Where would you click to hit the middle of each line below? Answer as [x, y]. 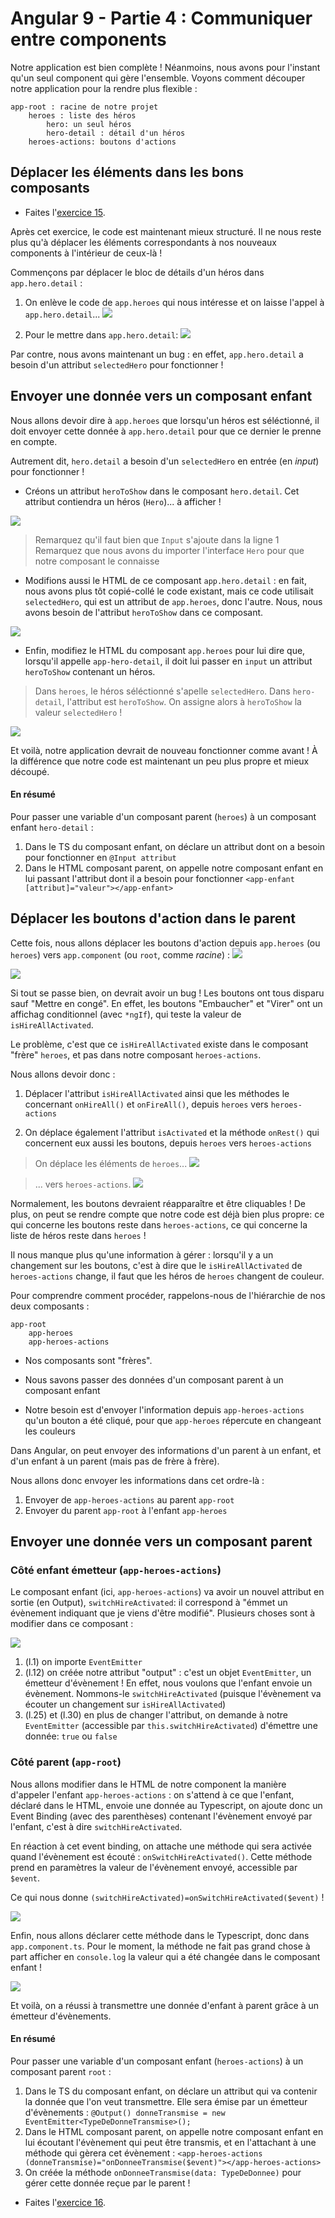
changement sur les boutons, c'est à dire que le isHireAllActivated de [156, 1265]
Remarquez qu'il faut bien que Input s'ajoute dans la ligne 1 [157, 539]
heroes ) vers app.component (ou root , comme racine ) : [120, 954]
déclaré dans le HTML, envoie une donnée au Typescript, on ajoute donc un [166, 1805]
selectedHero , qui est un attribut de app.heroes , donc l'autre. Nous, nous [173, 601]
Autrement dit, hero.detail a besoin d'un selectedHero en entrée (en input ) [165, 461]
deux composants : [50, 1306]
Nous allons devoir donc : [63, 1074]
